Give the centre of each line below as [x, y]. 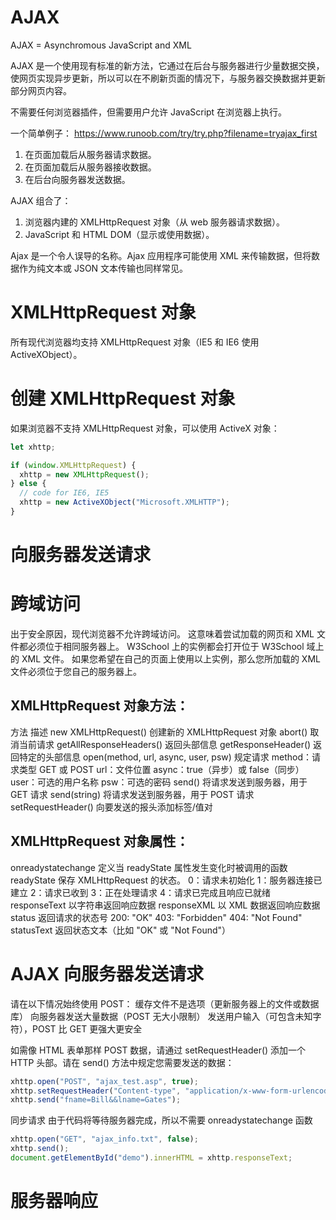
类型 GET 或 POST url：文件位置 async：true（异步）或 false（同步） [161, 769]
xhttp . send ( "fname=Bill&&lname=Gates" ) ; [96, 1100]
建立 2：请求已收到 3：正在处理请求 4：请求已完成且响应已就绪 [141, 892]
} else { [28, 484]
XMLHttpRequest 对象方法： [100, 706]
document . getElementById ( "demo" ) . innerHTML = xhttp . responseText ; [151, 1158]
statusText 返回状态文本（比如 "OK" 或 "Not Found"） [121, 930]
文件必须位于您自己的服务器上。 [76, 672]
